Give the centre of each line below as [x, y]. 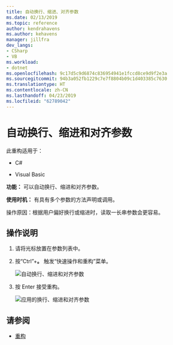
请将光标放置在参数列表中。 [49, 249]
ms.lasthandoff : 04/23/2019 [41, 96]
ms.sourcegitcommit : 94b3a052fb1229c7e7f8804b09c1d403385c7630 [87, 79]
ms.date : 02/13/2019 [32, 17]
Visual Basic [30, 174]
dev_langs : [20, 46]
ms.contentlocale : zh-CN [37, 90]
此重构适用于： [25, 150]
